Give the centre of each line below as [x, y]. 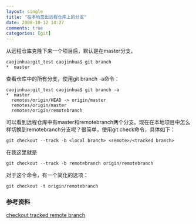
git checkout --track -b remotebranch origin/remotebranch [80, 163]
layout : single [25, 11]
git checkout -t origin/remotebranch [52, 186]
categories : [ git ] [28, 34]
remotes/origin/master [39, 106]
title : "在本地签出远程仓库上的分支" [46, 17]
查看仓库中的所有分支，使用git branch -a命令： [63, 79]
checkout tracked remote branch [46, 215]
